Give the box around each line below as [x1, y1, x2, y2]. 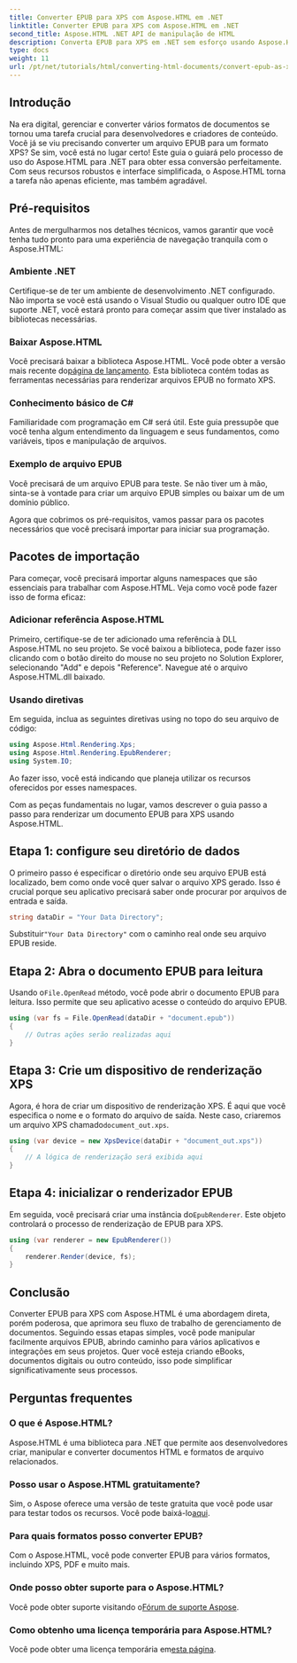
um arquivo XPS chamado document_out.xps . [9, 1119, 170, 1130]
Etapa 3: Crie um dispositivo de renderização [9, 1063, 263, 1078]
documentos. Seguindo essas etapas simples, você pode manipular [9, 1327, 255, 1338]
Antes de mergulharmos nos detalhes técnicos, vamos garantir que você [9, 224, 274, 235]
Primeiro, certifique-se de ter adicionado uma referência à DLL [9, 633, 238, 644]
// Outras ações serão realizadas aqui [25, 1030, 172, 1039]
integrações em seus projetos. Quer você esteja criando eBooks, [9, 1346, 245, 1356]
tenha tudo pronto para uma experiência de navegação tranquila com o [9, 234, 268, 245]
